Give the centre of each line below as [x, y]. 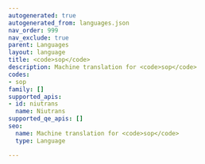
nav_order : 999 [33, 30]
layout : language [37, 52]
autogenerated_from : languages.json [69, 23]
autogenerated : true [43, 15]
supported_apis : [35, 97]
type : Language [41, 141]
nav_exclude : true [39, 38]
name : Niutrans [41, 112]
